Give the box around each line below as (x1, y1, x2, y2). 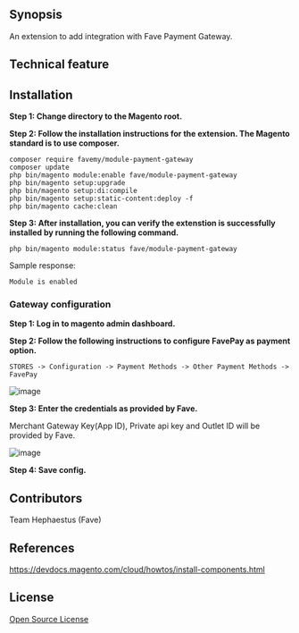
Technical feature (9, 57, 110, 72)
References (9, 540, 75, 555)
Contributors (9, 491, 83, 506)
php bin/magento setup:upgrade (9, 179, 126, 188)
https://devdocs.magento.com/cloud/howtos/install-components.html (9, 563, 266, 575)
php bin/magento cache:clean (9, 202, 118, 211)
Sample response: (9, 260, 76, 271)
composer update (9, 163, 70, 173)
